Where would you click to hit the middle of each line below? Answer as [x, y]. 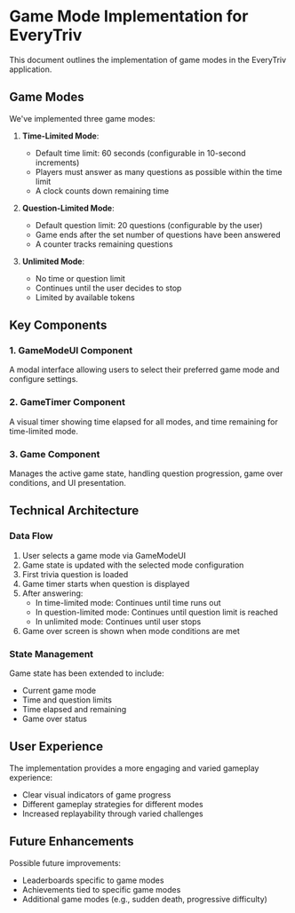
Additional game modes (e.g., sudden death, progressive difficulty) [145, 899]
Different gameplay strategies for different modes [112, 804]
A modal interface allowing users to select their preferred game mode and [144, 369]
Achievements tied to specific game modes [101, 889]
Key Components [58, 326]
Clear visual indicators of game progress [96, 794]
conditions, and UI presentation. [68, 483]
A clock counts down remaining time [102, 191]
